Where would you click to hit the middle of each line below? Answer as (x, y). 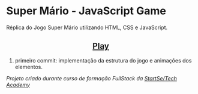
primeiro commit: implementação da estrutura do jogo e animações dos (103, 60)
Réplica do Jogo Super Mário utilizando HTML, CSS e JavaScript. (87, 27)
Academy (18, 84)
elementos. (29, 67)
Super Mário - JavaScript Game (86, 11)
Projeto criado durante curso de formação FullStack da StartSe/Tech (91, 78)
